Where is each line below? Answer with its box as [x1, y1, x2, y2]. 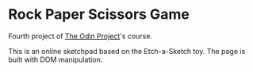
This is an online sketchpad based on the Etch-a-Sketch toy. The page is [8, 46, 246, 56]
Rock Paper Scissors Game [8, 5, 190, 23]
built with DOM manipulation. [8, 55, 103, 64]
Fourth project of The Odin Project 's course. [8, 31, 153, 41]
